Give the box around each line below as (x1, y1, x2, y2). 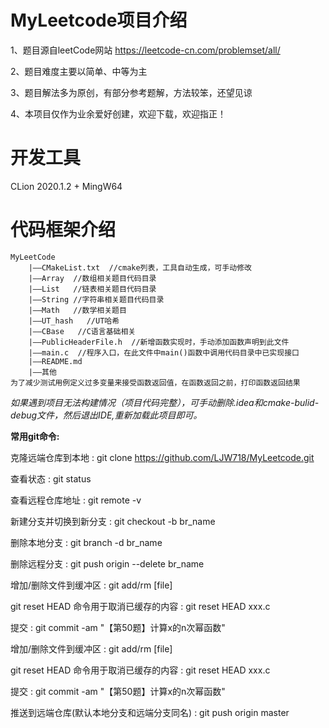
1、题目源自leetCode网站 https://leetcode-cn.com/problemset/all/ (10, 44, 281, 56)
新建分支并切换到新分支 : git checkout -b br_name (10, 515, 216, 527)
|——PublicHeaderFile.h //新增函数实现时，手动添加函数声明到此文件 (28, 337, 290, 347)
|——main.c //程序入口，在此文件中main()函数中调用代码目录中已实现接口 (28, 347, 300, 358)
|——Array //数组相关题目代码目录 (28, 273, 157, 283)
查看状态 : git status (10, 472, 92, 485)
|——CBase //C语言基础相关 (28, 326, 137, 336)
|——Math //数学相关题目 (28, 305, 127, 315)
